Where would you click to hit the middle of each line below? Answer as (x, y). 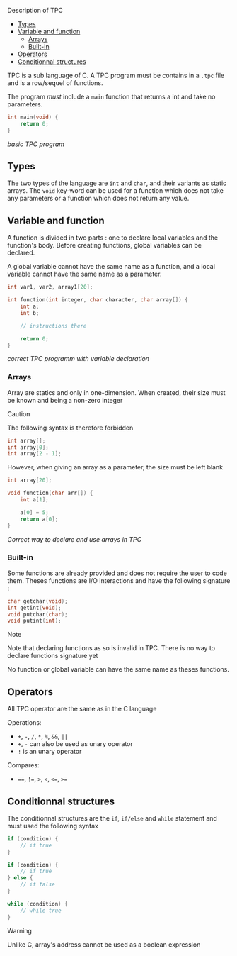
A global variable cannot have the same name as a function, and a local (111, 267)
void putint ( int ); (34, 621)
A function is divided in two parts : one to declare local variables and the (113, 238)
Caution (19, 413)
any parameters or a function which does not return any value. (98, 199)
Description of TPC (35, 10)
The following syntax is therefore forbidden (70, 428)
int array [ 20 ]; (30, 480)
